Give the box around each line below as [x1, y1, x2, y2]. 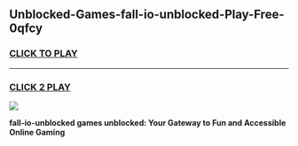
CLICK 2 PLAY [9, 81, 71, 93]
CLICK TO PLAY [9, 48, 78, 60]
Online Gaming [9, 127, 66, 137]
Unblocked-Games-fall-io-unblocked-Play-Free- [9, 7, 285, 22]
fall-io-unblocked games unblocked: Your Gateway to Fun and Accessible [9, 117, 286, 127]
